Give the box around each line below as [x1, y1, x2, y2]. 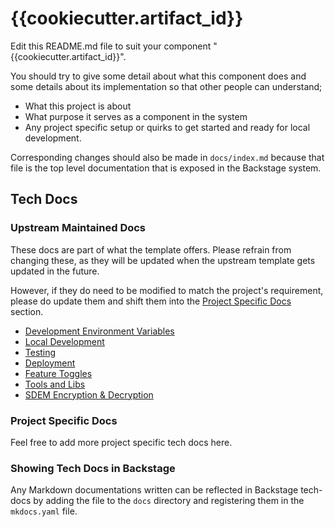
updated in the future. [10, 265, 100, 277]
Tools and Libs [24, 378, 86, 390]
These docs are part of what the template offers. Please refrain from [10, 243, 292, 256]
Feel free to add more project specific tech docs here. [10, 436, 233, 448]
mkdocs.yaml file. [10, 505, 78, 517]
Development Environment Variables [24, 325, 175, 337]
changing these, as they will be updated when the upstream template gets [10, 254, 316, 266]
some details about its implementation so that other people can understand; [10, 80, 323, 92]
